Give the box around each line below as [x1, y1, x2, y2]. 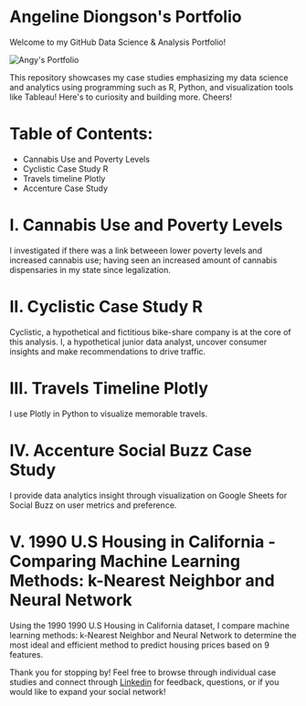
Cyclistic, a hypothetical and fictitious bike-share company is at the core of [9, 326, 291, 337]
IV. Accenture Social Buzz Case [9, 440, 253, 460]
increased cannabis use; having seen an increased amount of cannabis [9, 254, 278, 266]
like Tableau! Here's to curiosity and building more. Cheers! [9, 91, 233, 102]
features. [9, 648, 44, 659]
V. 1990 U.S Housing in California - [9, 532, 276, 552]
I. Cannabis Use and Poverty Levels [9, 215, 283, 236]
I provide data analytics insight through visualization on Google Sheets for [9, 490, 288, 501]
